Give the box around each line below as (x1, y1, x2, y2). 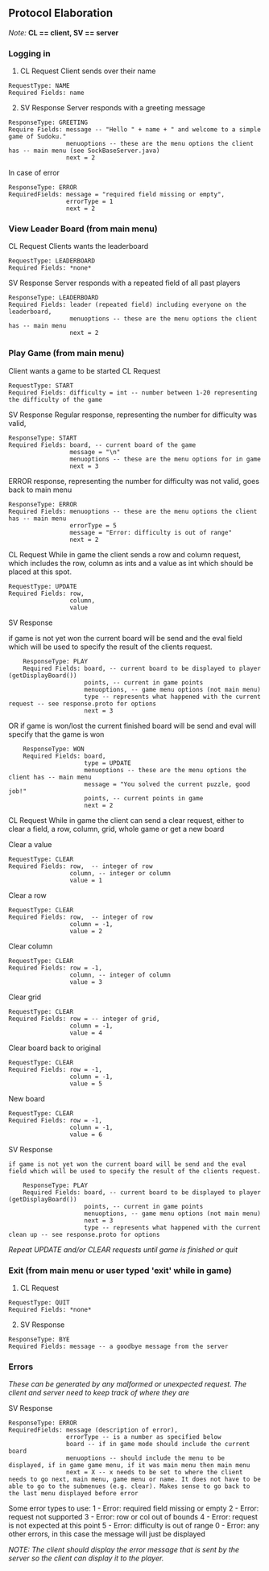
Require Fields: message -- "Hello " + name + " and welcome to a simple (8, 126, 262, 134)
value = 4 (69, 1028, 103, 1037)
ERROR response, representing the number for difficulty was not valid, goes (8, 476, 260, 486)
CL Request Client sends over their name (19, 66, 156, 76)
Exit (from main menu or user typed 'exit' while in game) (8, 1264, 232, 1275)
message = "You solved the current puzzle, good (84, 780, 250, 788)
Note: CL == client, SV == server (8, 27, 119, 37)
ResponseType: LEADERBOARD (8, 294, 99, 302)
